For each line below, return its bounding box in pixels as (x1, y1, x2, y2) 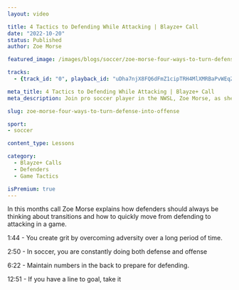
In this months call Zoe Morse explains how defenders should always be (7, 205, 219, 213)
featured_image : (7, 56, 55, 63)
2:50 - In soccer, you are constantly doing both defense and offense (7, 247, 208, 256)
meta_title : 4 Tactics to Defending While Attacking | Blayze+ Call (7, 88, 215, 95)
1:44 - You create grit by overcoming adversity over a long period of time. (7, 234, 223, 242)
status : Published (7, 36, 62, 43)
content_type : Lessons (7, 140, 75, 147)
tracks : (7, 69, 31, 76)
